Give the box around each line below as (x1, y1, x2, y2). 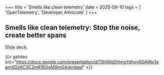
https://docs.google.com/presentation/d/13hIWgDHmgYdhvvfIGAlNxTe (16, 59, 159, 65)
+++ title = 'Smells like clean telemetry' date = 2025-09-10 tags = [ (5, 4, 141, 10)
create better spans (5, 31, 67, 40)
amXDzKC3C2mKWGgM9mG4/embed (5, 64, 83, 70)
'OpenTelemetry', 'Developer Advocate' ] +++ (5, 9, 97, 15)
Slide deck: (5, 44, 28, 50)
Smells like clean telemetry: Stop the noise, (5, 24, 140, 32)
